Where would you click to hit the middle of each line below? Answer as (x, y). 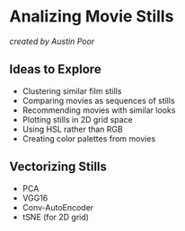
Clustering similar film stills (72, 90)
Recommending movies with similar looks (99, 110)
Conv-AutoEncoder (58, 207)
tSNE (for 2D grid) (56, 217)
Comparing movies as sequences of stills (98, 100)
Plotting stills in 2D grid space (77, 119)
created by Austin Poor (52, 41)
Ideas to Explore (55, 69)
